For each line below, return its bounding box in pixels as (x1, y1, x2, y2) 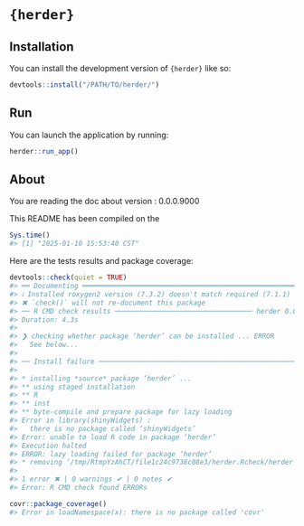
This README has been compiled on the (9, 213, 160, 224)
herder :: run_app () (9, 146, 79, 155)
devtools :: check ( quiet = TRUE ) (9, 273, 128, 282)
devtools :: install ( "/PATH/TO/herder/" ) (9, 80, 160, 89)
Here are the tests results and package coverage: (9, 256, 194, 267)
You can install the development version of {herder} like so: (9, 63, 232, 73)
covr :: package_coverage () (9, 499, 107, 508)
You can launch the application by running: (9, 129, 169, 140)
